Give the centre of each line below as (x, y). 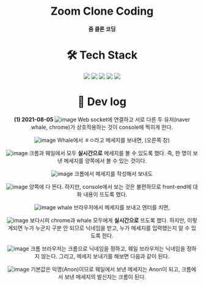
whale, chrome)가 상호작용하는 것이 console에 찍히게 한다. (102, 127)
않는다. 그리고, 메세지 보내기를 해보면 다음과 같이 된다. (105, 256)
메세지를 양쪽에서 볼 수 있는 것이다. (105, 161)
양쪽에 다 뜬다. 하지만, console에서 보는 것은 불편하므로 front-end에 (110, 186)
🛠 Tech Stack (102, 55)
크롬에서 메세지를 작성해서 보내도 (114, 174)
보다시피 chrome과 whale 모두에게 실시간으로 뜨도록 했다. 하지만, (108, 220)
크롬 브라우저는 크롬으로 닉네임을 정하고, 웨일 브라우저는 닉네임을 (108, 248)
